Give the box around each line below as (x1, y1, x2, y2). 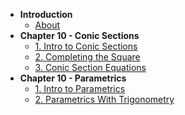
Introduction (19, 9, 73, 20)
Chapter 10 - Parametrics (19, 72, 127, 84)
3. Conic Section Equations (34, 62, 147, 73)
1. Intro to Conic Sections (34, 40, 138, 52)
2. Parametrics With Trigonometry (34, 94, 175, 105)
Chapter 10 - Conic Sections (19, 30, 140, 41)
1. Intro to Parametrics (34, 83, 126, 94)
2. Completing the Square (34, 51, 141, 63)
